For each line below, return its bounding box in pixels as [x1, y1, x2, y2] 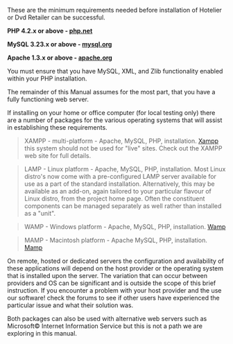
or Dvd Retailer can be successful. [7, 13, 105, 21]
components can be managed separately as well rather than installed [24, 202, 222, 210]
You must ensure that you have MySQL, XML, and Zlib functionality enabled [7, 67, 223, 75]
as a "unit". [24, 209, 56, 217]
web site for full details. [24, 152, 92, 160]
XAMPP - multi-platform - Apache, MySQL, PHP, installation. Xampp [24, 137, 219, 145]
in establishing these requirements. [7, 123, 107, 131]
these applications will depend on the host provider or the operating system [7, 264, 224, 273]
